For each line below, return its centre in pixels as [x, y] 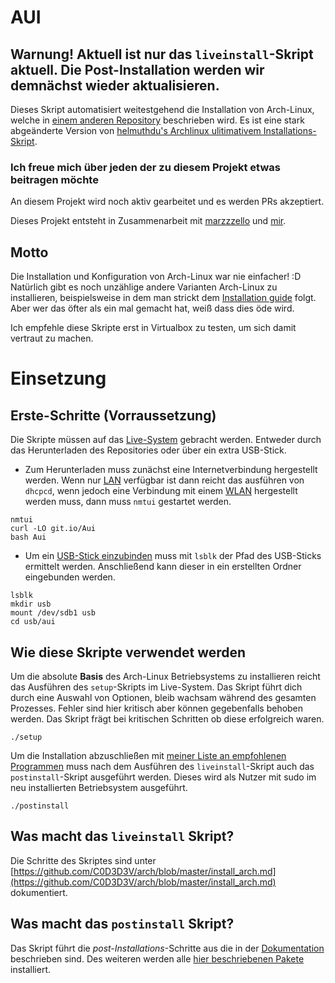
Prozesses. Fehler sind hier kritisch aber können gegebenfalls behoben [157, 708]
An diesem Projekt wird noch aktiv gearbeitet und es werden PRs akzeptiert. [167, 202]
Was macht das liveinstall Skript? [122, 836]
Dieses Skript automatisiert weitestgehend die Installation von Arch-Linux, [162, 109]
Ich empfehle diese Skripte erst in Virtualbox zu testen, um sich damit [153, 328]
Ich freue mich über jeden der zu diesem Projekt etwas [145, 167]
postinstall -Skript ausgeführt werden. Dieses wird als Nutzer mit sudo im [163, 777]
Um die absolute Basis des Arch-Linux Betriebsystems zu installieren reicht [165, 676]
